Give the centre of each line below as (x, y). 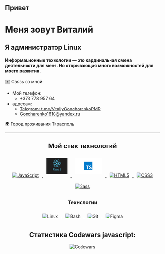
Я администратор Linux (43, 47)
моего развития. (23, 71)
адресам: (22, 104)
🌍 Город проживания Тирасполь (40, 124)
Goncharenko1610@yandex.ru (50, 114)
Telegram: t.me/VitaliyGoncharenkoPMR (60, 109)
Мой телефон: (27, 93)
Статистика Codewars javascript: (82, 235)
